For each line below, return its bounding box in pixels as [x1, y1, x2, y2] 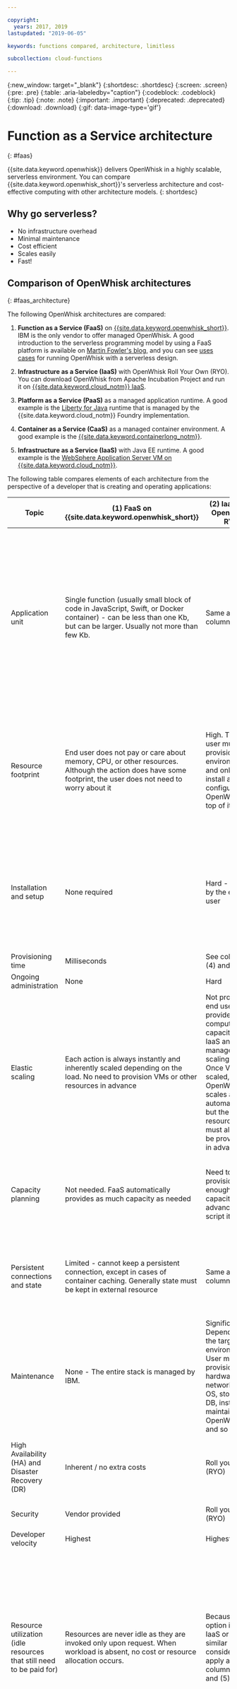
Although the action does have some [64, 765, 187, 775]
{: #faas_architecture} [7, 296, 71, 305]
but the [205, 1107, 229, 1117]
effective [7, 188, 33, 196]
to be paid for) [11, 1664, 59, 1674]
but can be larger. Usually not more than [64, 621, 199, 631]
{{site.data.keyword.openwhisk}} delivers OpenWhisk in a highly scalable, [7, 165, 222, 174]
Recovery [11, 1475, 43, 1485]
